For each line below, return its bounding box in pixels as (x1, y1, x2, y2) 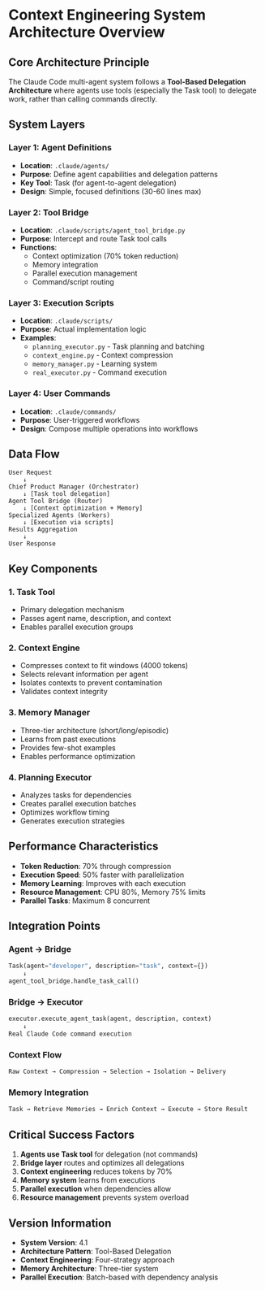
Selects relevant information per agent (19, 669, 148, 680)
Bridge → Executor (8, 997, 83, 1008)
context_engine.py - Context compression (32, 350, 173, 360)
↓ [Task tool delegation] (23, 490, 111, 498)
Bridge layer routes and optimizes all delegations (19, 1158, 185, 1168)
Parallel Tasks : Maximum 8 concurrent (19, 896, 151, 906)
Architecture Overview (8, 23, 165, 41)
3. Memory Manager (8, 707, 91, 719)
